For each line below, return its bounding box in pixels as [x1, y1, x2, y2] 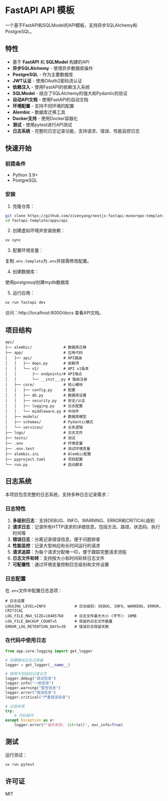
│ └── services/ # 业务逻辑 [5, 425, 83, 430]
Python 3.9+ [12, 172, 38, 178]
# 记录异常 [5, 704, 25, 709]
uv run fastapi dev [5, 300, 46, 305]
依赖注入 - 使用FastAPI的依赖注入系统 [12, 84, 90, 90]
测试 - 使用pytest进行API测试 [12, 122, 72, 128]
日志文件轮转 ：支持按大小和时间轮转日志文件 [12, 555, 105, 561]
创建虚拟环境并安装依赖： [12, 227, 65, 234]
